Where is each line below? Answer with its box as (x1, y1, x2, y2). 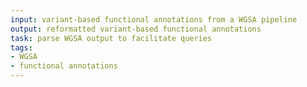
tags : (10, 42, 33, 53)
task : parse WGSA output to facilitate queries (10, 33, 213, 43)
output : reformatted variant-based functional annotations (10, 24, 262, 34)
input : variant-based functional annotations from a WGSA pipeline (10, 14, 298, 25)
